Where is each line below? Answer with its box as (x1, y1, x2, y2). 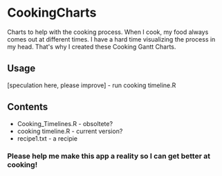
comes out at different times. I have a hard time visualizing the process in (7, 35, 216, 43)
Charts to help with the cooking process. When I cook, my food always (7, 28, 209, 36)
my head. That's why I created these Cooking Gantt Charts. (7, 42, 176, 51)
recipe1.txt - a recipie (17, 134, 78, 143)
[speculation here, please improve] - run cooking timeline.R (7, 81, 176, 89)
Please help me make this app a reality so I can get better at (7, 151, 211, 161)
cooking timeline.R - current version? (17, 127, 123, 135)
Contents (7, 101, 48, 113)
